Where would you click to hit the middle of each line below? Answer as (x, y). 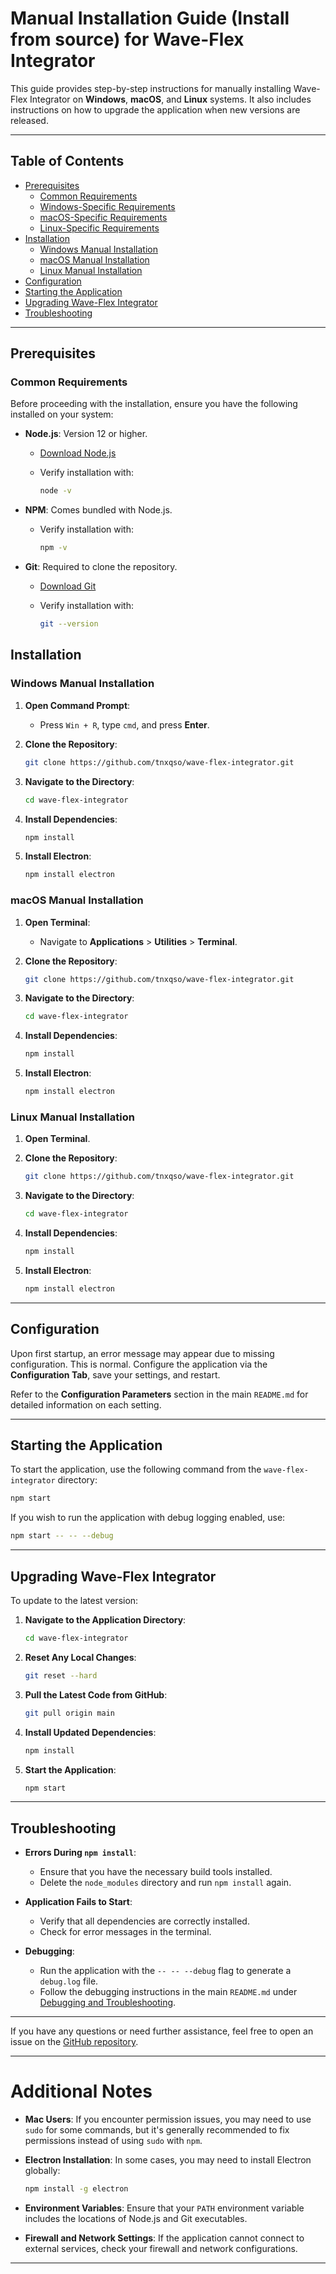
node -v (55, 491)
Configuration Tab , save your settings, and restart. (115, 1374)
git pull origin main (69, 1713)
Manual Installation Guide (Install (150, 18)
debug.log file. (69, 1981)
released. (29, 120)
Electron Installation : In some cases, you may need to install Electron (168, 2160)
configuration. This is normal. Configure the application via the (139, 1364)
